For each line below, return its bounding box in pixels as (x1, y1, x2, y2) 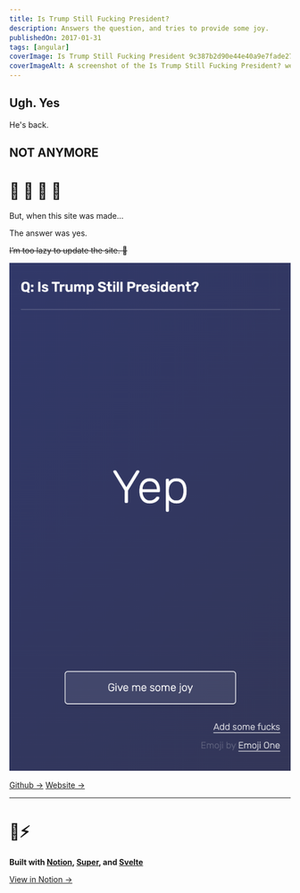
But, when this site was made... (9, 211, 124, 221)
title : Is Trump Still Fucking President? (9, 14, 170, 23)
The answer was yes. (9, 228, 87, 238)
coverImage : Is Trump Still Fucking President (9, 52, 186, 62)
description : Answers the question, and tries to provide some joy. (9, 23, 270, 33)
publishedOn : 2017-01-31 (9, 33, 102, 42)
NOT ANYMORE (9, 146, 99, 161)
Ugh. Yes (9, 96, 61, 111)
